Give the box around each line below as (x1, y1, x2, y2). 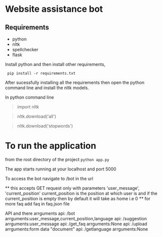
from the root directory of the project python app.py (5, 156, 109, 162)
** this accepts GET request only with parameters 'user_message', (5, 185, 140, 191)
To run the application (5, 140, 97, 151)
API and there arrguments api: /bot (5, 210, 75, 216)
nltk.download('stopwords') (17, 123, 73, 129)
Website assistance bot (5, 3, 103, 15)
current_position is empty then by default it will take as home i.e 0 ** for (5, 196, 151, 202)
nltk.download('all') (17, 113, 56, 119)
